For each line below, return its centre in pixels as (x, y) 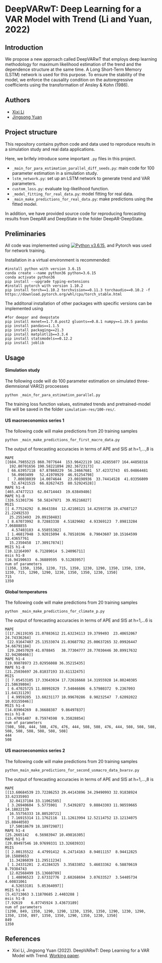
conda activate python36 (30, 278)
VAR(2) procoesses (50, 386)
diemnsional (17, 386)
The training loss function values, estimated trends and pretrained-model (78, 404)
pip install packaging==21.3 (34, 330)
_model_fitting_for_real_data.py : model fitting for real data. (73, 194)
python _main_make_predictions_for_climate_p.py (55, 612)
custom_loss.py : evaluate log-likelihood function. (60, 188)
